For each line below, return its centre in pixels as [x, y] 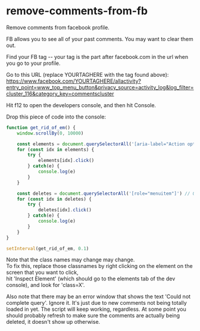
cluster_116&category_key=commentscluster [60, 93]
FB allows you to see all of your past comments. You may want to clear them [100, 39]
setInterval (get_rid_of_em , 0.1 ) [48, 248]
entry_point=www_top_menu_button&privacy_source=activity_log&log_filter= [100, 87]
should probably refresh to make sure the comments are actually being [93, 316]
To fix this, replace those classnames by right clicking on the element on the [99, 266]
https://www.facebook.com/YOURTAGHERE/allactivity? [74, 81]
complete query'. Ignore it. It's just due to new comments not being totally [97, 303]
